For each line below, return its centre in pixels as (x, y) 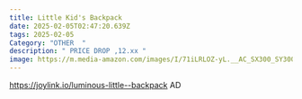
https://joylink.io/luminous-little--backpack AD (95, 85)
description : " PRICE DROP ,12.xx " (78, 51)
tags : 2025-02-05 (42, 34)
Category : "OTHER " (48, 43)
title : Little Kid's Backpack (66, 18)
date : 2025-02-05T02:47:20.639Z (70, 26)
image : (22, 59)
